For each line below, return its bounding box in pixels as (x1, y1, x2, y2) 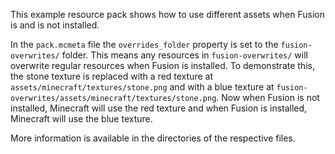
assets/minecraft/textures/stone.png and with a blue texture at (10, 81, 275, 93)
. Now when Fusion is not (216, 92, 320, 103)
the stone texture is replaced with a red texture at (10, 70, 213, 82)
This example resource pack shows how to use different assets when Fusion (10, 9, 325, 20)
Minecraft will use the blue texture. (10, 113, 153, 124)
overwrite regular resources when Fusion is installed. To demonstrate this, (10, 60, 315, 71)
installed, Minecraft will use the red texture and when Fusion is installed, (10, 102, 308, 114)
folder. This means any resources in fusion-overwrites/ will (61, 49, 308, 61)
